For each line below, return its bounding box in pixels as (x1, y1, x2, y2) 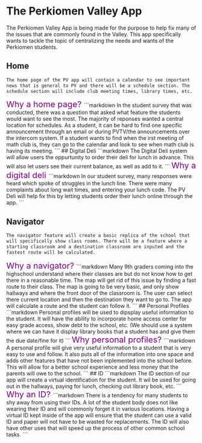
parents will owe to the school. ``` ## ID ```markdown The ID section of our (6, 369, 191, 377)
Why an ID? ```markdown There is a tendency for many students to (6, 389, 188, 400)
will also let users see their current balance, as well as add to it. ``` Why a (6, 160, 197, 171)
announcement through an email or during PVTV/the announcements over (6, 128, 190, 135)
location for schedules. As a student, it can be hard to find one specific (6, 122, 183, 129)
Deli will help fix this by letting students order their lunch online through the (6, 193, 193, 200)
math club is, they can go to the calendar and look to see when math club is (6, 141, 194, 148)
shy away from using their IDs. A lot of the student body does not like (6, 398, 178, 406)
